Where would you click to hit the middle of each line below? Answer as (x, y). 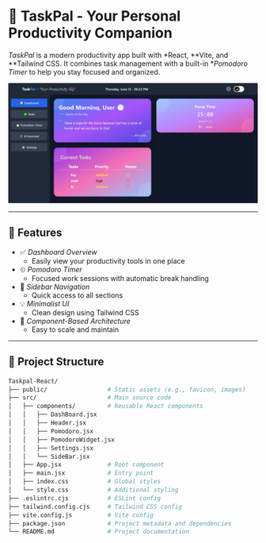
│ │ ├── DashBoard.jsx (53, 415)
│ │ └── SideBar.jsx (49, 456)
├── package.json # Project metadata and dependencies (120, 523)
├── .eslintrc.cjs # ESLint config (84, 498)
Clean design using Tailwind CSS (85, 312)
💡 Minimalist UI (44, 303)
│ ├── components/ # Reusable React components (106, 406)
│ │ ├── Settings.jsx (51, 448)
